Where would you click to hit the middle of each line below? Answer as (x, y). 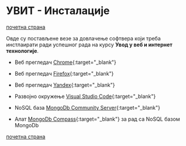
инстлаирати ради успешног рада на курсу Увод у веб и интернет (89, 45)
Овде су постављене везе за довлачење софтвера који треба (83, 38)
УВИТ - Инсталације (58, 11)
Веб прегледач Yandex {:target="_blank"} (65, 85)
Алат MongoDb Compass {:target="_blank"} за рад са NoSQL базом (97, 119)
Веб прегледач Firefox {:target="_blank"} (64, 73)
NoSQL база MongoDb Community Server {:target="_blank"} (87, 107)
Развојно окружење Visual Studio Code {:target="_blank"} (85, 96)
